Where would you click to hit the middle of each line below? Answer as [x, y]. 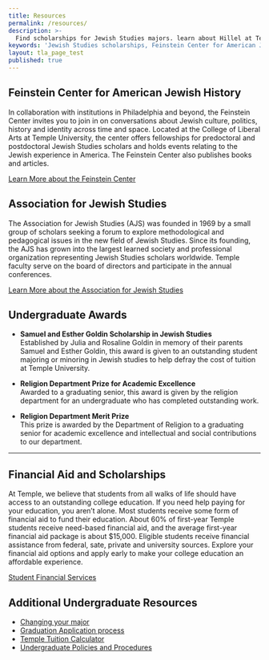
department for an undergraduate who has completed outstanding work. [139, 400]
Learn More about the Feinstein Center [72, 179]
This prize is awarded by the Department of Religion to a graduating [132, 425]
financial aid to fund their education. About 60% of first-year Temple [121, 519]
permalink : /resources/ [48, 23]
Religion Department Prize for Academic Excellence [108, 384]
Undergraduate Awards [68, 314]
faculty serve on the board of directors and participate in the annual [120, 266]
